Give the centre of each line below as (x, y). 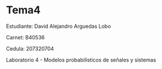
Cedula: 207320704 (30, 48)
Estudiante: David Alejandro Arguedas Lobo (58, 26)
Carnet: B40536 (25, 37)
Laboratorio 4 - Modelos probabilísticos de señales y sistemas (81, 60)
